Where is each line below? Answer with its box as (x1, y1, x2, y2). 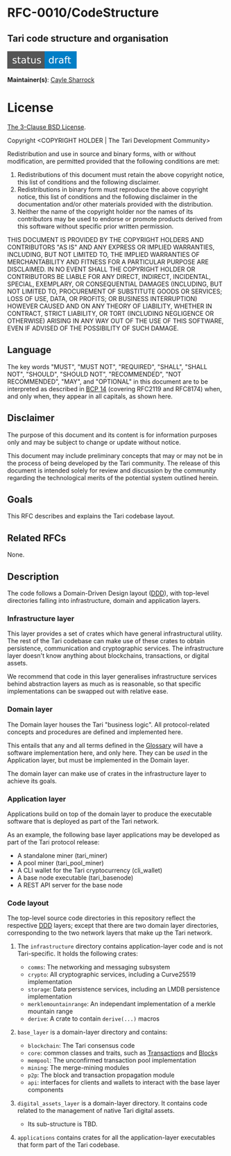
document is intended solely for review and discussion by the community (7, 466, 216, 475)
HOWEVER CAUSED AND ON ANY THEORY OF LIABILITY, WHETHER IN (7, 302, 213, 310)
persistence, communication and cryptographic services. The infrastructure (7, 644, 224, 653)
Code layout (7, 898, 49, 908)
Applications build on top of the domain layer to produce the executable (7, 810, 212, 818)
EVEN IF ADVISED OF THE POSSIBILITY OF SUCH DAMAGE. (7, 324, 179, 332)
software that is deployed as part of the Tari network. (7, 817, 160, 825)
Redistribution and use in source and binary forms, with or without (7, 149, 196, 158)
